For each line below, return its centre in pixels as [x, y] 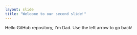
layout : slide [20, 9]
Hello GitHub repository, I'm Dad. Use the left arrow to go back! [69, 27]
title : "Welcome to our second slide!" [46, 14]
